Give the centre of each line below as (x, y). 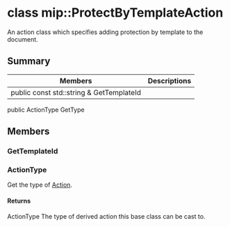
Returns (19, 201)
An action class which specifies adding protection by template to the (105, 32)
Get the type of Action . (40, 185)
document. (23, 39)
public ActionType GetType (46, 110)
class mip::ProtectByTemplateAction (115, 13)
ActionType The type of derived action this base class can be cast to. (106, 216)
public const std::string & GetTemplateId (76, 92)
